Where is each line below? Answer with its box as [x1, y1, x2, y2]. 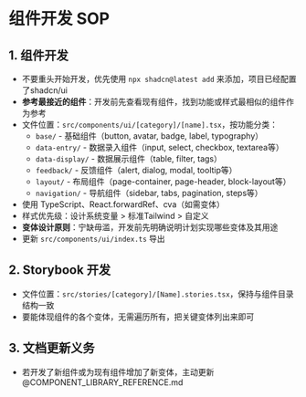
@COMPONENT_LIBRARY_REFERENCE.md [21, 376, 184, 388]
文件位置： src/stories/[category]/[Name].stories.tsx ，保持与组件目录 [21, 288, 294, 299]
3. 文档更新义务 [8, 340, 95, 356]
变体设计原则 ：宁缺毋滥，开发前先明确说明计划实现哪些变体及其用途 [21, 222, 279, 233]
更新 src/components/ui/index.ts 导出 [21, 234, 165, 244]
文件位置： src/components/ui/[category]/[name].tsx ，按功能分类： [21, 120, 278, 130]
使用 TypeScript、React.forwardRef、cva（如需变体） [21, 199, 226, 210]
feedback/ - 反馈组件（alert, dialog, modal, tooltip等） [35, 165, 237, 175]
